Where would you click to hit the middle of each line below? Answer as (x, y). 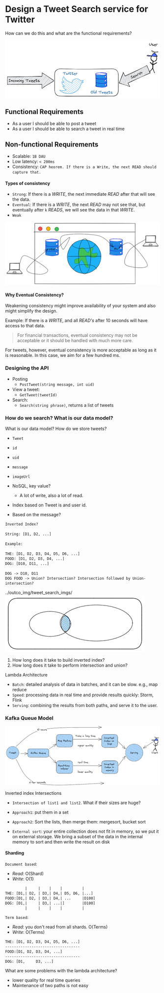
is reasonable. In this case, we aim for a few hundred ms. (63, 355)
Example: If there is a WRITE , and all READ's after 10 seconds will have (77, 320)
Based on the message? (37, 514)
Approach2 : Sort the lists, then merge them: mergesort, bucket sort (79, 821)
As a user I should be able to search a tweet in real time (68, 129)
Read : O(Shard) (28, 874)
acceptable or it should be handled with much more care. (75, 341)
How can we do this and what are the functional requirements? (68, 33)
